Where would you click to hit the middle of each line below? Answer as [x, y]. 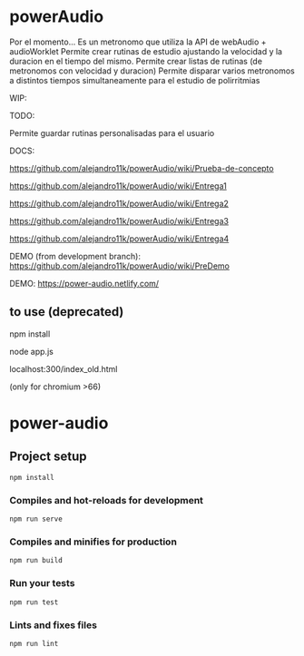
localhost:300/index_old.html [64, 368]
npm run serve [36, 519]
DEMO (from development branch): [75, 256]
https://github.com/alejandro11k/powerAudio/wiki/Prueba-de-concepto [142, 168]
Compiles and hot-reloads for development [107, 500]
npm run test [34, 602]
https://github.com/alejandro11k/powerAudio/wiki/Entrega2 [119, 203]
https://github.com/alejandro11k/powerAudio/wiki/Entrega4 [119, 239]
